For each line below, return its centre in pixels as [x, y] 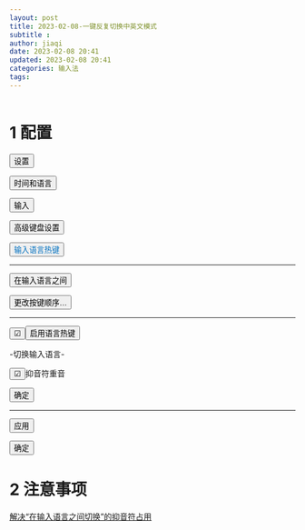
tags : [20, 77]
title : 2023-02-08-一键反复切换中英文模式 [83, 26]
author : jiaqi [36, 43]
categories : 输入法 [44, 69]
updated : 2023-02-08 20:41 [60, 60]
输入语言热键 [37, 250]
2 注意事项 [49, 490]
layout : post [34, 18]
